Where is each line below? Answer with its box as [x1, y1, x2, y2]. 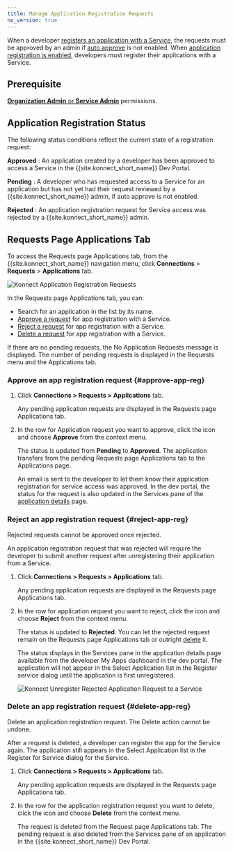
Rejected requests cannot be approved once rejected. [7, 530, 162, 539]
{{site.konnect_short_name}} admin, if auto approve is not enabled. [7, 193, 200, 201]
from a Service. [7, 559, 51, 567]
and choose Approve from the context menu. [17, 433, 147, 442]
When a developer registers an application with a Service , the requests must [7, 36, 226, 44]
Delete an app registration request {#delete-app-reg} [7, 702, 191, 712]
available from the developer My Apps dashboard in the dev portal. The [17, 656, 223, 664]
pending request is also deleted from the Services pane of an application [17, 830, 226, 838]
